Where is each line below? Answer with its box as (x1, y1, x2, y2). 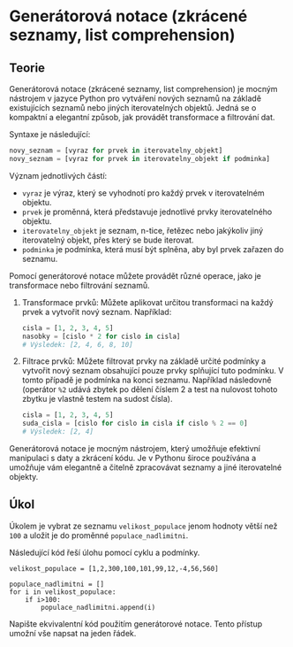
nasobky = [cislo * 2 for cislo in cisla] (21, 332, 181, 341)
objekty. (9, 472, 39, 481)
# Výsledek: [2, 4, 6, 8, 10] (21, 340, 134, 349)
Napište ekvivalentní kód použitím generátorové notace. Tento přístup (9, 618, 263, 629)
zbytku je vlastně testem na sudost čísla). (21, 394, 173, 404)
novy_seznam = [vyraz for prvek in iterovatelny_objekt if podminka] (9, 154, 271, 163)
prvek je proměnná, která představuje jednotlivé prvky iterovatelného (21, 206, 273, 217)
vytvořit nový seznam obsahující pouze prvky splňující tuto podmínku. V (21, 366, 284, 376)
